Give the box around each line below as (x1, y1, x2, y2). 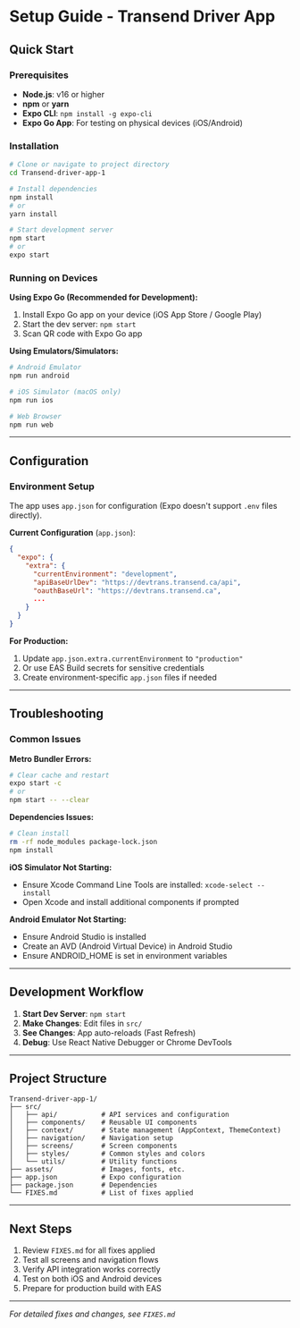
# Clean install (9, 829, 70, 838)
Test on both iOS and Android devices (21, 1273, 162, 1284)
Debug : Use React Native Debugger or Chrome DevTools (21, 1036, 232, 1047)
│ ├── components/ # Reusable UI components (9, 1118, 198, 1128)
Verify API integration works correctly (21, 1264, 161, 1275)
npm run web (9, 420, 54, 429)
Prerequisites (9, 69, 69, 81)
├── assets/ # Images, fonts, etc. (9, 1165, 186, 1174)
